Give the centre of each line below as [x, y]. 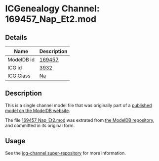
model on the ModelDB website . [38, 110]
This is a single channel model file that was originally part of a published [79, 105]
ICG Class [19, 76]
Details [16, 37]
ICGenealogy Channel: [52, 9]
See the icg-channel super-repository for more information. [65, 153]
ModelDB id [21, 60]
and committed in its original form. [40, 125]
